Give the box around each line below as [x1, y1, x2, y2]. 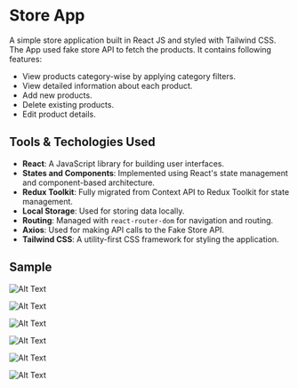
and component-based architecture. [21, 177, 156, 188]
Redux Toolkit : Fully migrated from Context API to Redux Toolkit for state [21, 186, 290, 197]
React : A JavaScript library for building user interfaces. [21, 158, 225, 169]
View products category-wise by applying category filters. [21, 70, 236, 81]
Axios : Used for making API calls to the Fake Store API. [21, 224, 225, 235]
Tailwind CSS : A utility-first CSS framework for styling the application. [21, 233, 279, 245]
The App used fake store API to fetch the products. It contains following [9, 44, 271, 54]
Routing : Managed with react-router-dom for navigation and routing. [21, 214, 274, 225]
